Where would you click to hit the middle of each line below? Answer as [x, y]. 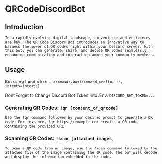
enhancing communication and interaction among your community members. [80, 55]
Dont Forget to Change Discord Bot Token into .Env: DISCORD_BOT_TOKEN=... [80, 95]
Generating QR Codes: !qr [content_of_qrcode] [62, 108]
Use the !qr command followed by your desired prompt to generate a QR [79, 118]
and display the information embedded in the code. [58, 157]
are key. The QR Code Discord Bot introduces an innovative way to [75, 42]
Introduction [24, 27]
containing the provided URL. [36, 126]
